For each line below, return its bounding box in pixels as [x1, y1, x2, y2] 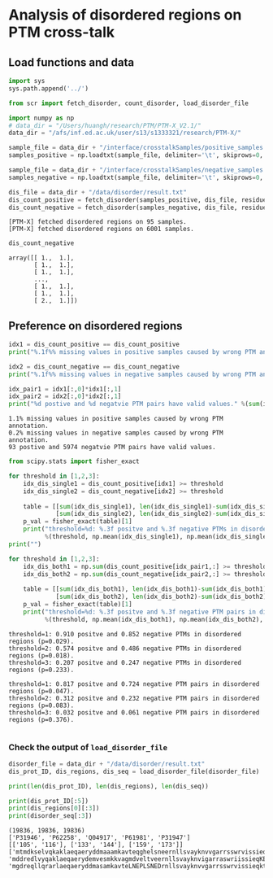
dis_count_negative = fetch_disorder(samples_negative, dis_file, [8, 203, 238, 212]
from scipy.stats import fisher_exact [8, 457, 140, 465]
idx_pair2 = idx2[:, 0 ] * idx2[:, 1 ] [8, 392, 122, 400]
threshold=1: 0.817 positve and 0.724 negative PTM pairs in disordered [8, 679, 260, 688]
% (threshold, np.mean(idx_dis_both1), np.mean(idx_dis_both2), [44, 615, 264, 623]
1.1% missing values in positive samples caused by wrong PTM [8, 415, 223, 423]
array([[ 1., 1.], [8, 254, 75, 262]
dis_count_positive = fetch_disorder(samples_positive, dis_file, [8, 195, 238, 204]
